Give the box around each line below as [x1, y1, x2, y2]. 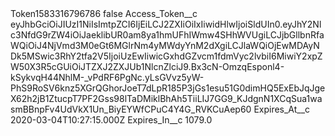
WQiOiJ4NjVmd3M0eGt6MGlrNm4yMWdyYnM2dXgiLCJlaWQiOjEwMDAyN [10, 40, 320, 51]
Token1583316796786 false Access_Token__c [10, 8, 198, 19]
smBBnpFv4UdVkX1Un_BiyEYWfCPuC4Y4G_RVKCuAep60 [10, 103, 252, 115]
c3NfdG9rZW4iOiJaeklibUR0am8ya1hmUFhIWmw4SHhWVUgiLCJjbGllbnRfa [10, 29, 325, 41]
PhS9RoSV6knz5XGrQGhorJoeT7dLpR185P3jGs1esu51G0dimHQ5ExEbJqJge [10, 82, 326, 94]
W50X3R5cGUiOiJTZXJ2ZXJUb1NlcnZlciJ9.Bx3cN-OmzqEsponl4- [10, 61, 285, 72]
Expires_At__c [253, 103, 311, 115]
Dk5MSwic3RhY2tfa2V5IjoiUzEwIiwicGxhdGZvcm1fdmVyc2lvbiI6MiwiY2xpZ [10, 50, 323, 62]
